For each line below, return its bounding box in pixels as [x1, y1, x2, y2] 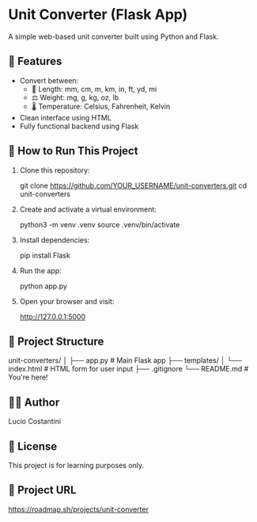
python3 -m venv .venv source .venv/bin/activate [19, 219, 180, 229]
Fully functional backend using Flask [19, 121, 139, 131]
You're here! [8, 372, 49, 382]
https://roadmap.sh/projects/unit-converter [8, 505, 149, 514]
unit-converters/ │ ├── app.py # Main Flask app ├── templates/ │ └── [8, 356, 243, 365]
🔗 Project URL [8, 483, 77, 497]
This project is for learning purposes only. [8, 461, 145, 470]
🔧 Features [8, 55, 62, 68]
